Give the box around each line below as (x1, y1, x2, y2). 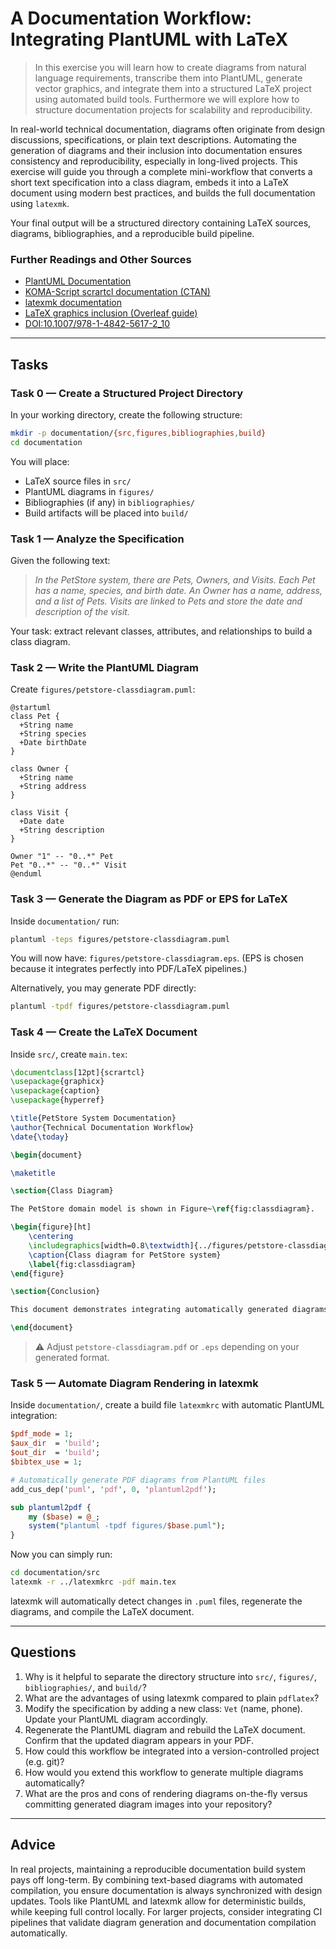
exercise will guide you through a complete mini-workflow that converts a (10, 165, 313, 177)
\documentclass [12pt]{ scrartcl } (10, 1067, 145, 1077)
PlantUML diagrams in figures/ (24, 485, 155, 497)
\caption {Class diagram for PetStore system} (28, 1250, 222, 1260)
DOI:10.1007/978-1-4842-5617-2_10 (24, 318, 171, 330)
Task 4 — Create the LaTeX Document (10, 1025, 198, 1039)
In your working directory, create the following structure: (10, 408, 243, 421)
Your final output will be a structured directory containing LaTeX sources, (10, 217, 312, 229)
